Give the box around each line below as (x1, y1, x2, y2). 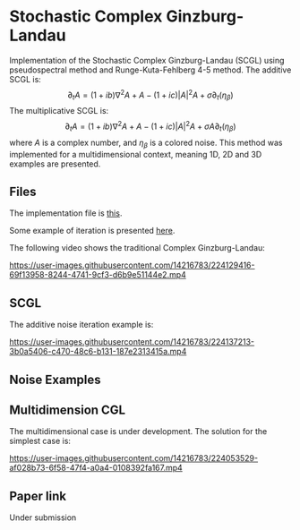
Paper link (9, 488, 67, 503)
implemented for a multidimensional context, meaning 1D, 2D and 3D (9, 149, 262, 159)
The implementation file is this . (9, 208, 123, 218)
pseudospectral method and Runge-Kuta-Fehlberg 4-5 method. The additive (9, 64, 292, 75)
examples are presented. (9, 158, 101, 169)
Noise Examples (9, 372, 101, 387)
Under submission (9, 512, 77, 523)
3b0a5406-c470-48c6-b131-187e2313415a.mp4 (9, 346, 187, 357)
